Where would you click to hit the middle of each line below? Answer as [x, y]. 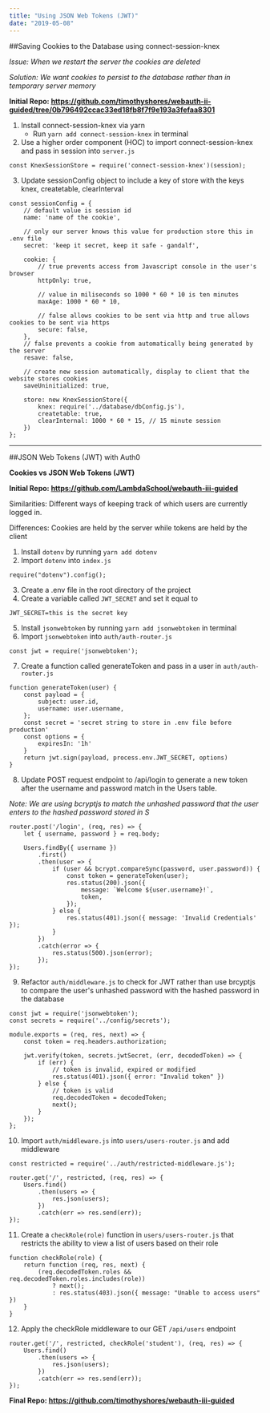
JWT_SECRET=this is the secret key [69, 613]
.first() [52, 855]
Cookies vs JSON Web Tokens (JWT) [72, 473]
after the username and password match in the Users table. [119, 788]
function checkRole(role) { [56, 1258]
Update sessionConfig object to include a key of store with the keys [132, 180]
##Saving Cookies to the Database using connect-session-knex [115, 46]
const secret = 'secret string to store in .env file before [127, 723]
